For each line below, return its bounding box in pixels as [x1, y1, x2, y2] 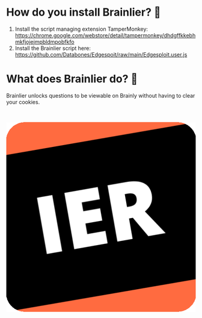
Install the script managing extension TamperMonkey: [14, 25, 148, 33]
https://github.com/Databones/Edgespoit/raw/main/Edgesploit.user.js [14, 51, 188, 58]
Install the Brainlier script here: [14, 45, 91, 52]
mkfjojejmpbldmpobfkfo [14, 38, 75, 45]
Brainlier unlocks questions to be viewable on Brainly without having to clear [6, 92, 195, 99]
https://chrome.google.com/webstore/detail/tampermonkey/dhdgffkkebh [14, 31, 196, 39]
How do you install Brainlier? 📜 [6, 5, 161, 19]
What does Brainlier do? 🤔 [6, 72, 138, 86]
